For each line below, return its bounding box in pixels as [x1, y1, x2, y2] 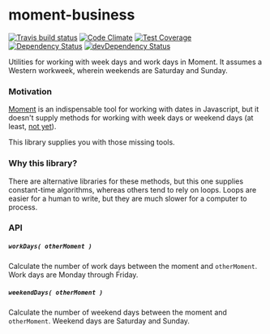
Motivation [8, 85, 53, 97]
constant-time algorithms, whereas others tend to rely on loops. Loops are [8, 184, 257, 194]
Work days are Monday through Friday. [8, 270, 139, 280]
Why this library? [8, 158, 78, 169]
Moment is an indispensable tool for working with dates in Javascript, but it [8, 104, 259, 115]
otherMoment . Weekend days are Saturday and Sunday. [8, 316, 191, 326]
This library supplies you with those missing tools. [8, 137, 176, 147]
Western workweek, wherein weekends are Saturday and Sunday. [8, 65, 229, 75]
